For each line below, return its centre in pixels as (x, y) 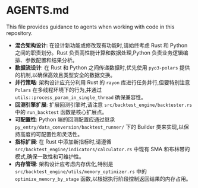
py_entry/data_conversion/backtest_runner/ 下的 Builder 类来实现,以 (99, 127)
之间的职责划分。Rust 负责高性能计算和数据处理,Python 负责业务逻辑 (99, 52)
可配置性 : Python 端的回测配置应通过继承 (65, 119)
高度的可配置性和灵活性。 (51, 134)
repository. (19, 33)
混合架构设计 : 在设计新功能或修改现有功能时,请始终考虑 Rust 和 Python (101, 45)
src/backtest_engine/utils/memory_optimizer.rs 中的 (81, 171)
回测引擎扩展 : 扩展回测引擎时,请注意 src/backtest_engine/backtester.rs (103, 104)
